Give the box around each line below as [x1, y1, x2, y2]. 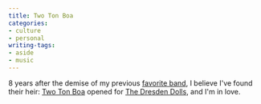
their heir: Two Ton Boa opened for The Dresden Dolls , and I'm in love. [8, 86, 241, 96]
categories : [8, 19, 48, 27]
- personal [8, 34, 45, 42]
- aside [8, 49, 35, 57]
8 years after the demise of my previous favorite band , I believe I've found [8, 78, 253, 88]
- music [8, 57, 35, 65]
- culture [8, 26, 42, 34]
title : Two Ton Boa [8, 11, 74, 20]
